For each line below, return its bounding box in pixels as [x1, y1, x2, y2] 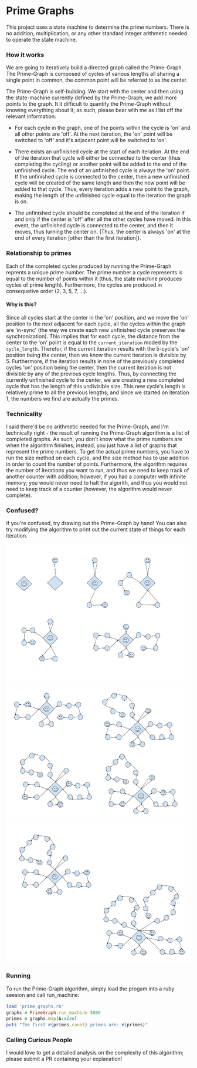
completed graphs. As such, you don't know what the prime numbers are [6, 436, 183, 443]
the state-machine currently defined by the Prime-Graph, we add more [6, 94, 177, 101]
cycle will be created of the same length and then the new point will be [14, 179, 186, 186]
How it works [6, 51, 45, 59]
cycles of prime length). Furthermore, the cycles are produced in [6, 281, 162, 288]
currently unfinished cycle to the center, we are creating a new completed [6, 376, 185, 383]
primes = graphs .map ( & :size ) [6, 1016, 77, 1022]
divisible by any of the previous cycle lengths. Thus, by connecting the [6, 370, 177, 377]
